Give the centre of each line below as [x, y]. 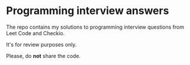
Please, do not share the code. [44, 56]
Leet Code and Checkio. [35, 33]
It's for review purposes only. [41, 45]
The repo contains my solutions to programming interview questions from [95, 27]
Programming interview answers [88, 11]
